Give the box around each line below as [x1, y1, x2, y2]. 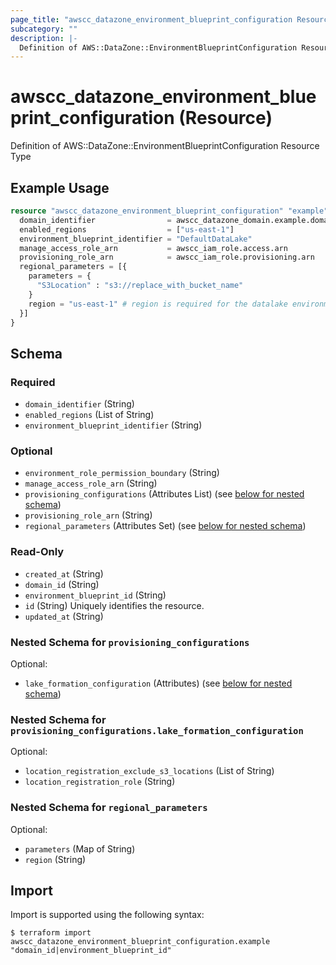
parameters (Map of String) [24, 842, 136, 855]
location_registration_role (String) [24, 776, 176, 788]
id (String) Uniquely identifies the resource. [24, 599, 205, 611]
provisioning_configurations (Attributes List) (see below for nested [24, 488, 305, 500]
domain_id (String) [24, 578, 100, 590]
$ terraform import [10, 928, 92, 938]
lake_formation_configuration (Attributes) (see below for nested [24, 677, 293, 689]
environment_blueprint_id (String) [24, 589, 167, 601]
